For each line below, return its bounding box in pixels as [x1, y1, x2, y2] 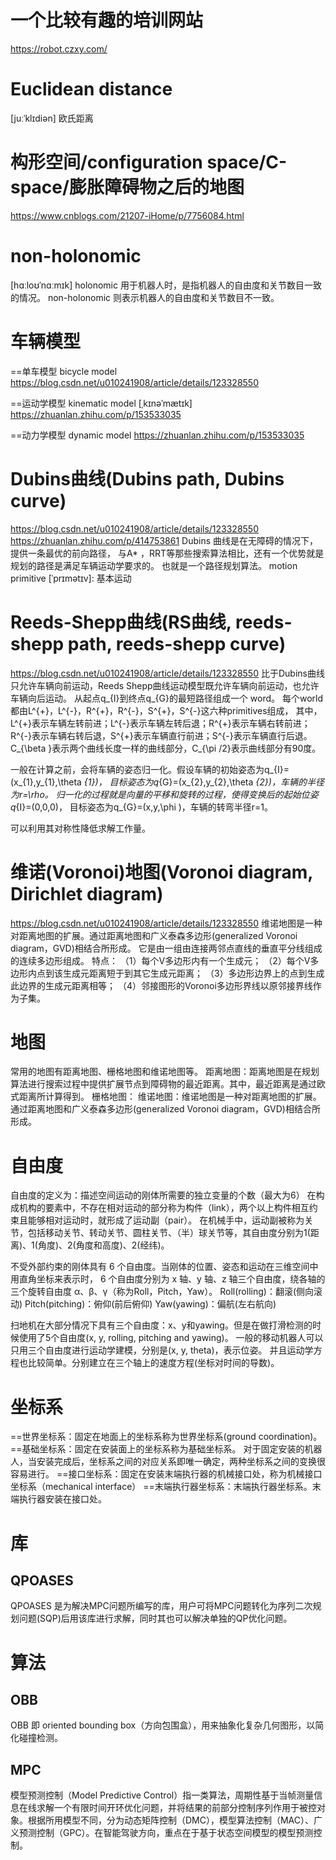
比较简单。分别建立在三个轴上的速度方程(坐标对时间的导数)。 [27, 1357, 280, 1369]
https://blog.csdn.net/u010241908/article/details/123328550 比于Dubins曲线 [10, 667, 325, 679]
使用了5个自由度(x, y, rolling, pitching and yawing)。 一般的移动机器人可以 [18, 1332, 324, 1344]
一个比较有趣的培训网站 [10, 9, 204, 32]
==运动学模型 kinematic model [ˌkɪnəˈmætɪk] [10, 397, 193, 409]
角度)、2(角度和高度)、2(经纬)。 [37, 1239, 170, 1251]
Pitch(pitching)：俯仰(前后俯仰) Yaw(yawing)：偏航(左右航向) [24, 1298, 277, 1310]
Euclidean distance [10, 78, 173, 101]
